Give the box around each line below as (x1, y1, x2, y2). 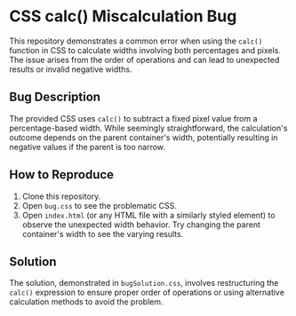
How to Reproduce (9, 167, 114, 183)
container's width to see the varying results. (21, 228, 184, 239)
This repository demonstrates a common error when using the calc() (9, 36, 263, 46)
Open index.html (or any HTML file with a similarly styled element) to (21, 209, 276, 220)
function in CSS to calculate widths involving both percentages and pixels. (9, 44, 282, 55)
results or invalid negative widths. (9, 64, 132, 75)
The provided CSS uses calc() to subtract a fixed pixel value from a (9, 113, 258, 123)
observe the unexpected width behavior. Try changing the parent (21, 219, 260, 230)
